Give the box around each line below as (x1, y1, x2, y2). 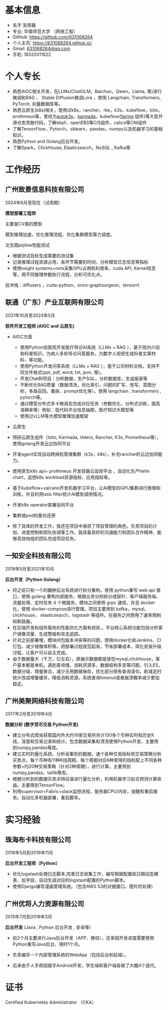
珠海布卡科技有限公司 (5, 835, 71, 844)
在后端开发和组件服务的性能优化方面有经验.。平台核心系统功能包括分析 (12, 624, 158, 630)
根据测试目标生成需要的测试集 (12, 252, 74, 258)
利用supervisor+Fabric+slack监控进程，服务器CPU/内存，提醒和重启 (12, 788, 153, 794)
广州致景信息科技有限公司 (5, 185, 84, 194)
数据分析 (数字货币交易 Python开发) (5, 721, 79, 727)
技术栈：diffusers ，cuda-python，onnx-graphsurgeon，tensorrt (5, 282, 139, 288)
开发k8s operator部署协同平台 (12, 501, 74, 507)
